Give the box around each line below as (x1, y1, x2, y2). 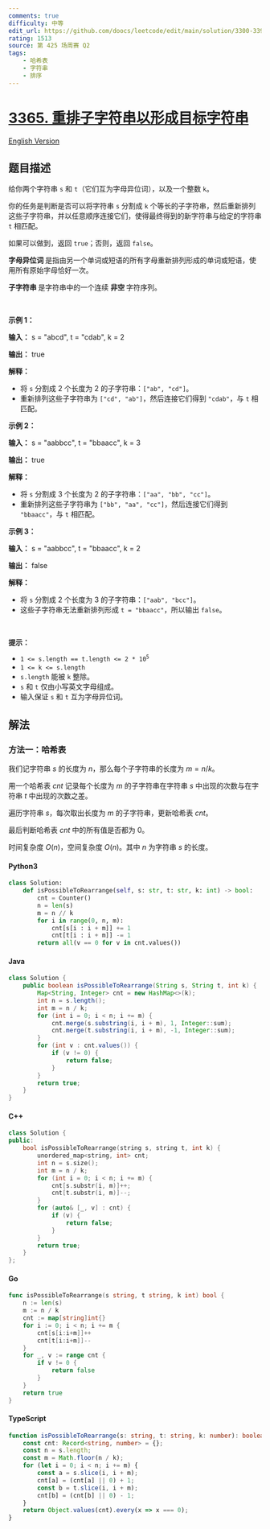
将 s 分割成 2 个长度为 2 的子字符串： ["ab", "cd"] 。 (19, 384, 194, 394)
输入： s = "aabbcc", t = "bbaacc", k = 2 (8, 544, 141, 554)
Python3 (8, 861, 38, 871)
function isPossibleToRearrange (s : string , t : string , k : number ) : (8, 1432, 239, 1440)
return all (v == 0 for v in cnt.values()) (37, 939, 182, 947)
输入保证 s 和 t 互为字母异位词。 (19, 692, 127, 702)
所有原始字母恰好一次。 (14, 266, 93, 275)
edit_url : (8, 27, 42, 35)
